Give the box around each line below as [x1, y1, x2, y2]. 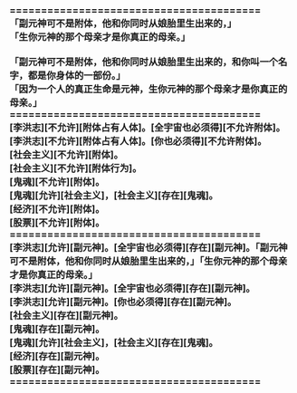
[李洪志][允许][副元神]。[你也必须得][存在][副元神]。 [9, 295, 237, 308]
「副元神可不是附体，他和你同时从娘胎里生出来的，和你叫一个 [9, 55, 279, 68]
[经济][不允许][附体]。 [9, 202, 105, 215]
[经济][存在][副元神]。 [9, 350, 105, 362]
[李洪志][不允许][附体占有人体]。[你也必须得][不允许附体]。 [9, 134, 267, 147]
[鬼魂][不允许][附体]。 [9, 175, 105, 187]
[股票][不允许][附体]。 [9, 216, 105, 228]
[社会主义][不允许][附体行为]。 [9, 161, 142, 174]
